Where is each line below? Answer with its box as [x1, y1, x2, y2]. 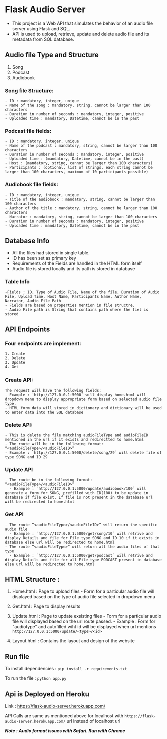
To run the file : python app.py [5, 675, 67, 681]
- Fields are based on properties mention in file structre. [5, 303, 135, 308]
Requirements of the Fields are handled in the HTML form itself [12, 260, 142, 266]
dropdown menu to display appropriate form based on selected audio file [5, 397, 162, 402]
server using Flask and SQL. [12, 25, 71, 31]
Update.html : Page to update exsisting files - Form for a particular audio [12, 613, 161, 619]
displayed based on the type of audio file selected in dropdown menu [12, 594, 156, 600]
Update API [5, 466, 33, 473]
